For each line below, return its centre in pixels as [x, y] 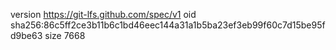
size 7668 [65, 35]
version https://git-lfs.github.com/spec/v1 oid [103, 14]
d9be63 [26, 35]
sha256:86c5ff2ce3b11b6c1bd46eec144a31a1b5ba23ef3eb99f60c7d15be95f [168, 25]
